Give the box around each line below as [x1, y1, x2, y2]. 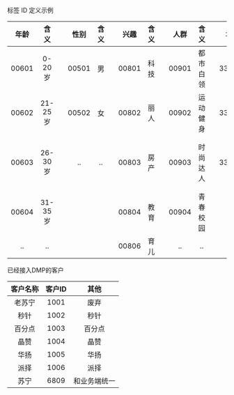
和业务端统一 [73, 376, 116, 385]
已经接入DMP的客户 [7, 266, 64, 274]
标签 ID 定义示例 [7, 6, 54, 14]
